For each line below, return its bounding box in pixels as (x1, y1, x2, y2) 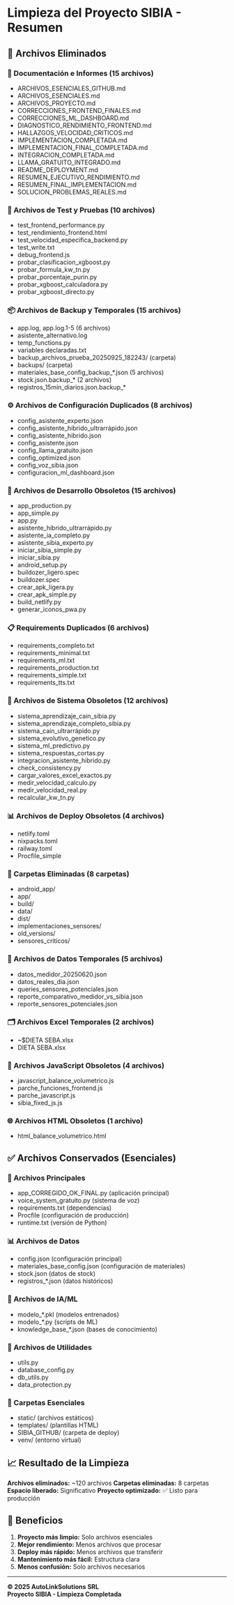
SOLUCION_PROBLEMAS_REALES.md (17, 187, 127, 196)
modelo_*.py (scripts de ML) (17, 1317, 98, 1326)
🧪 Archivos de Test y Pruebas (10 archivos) (7, 205, 155, 215)
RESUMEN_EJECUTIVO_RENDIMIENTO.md (17, 173, 141, 181)
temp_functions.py (17, 339, 71, 347)
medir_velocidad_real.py (17, 785, 87, 794)
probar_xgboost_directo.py (17, 288, 95, 296)
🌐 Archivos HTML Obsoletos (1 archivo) (7, 1116, 143, 1126)
